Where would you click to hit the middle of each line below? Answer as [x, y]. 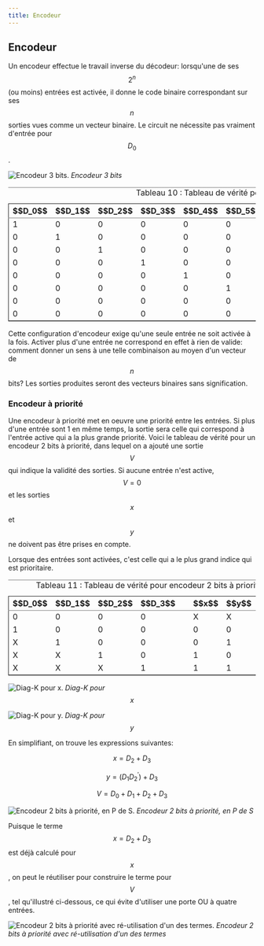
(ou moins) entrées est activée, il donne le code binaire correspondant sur [128, 92]
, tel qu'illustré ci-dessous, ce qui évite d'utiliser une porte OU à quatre [123, 902]
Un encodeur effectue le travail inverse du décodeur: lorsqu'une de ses [124, 66]
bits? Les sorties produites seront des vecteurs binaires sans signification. [128, 383]
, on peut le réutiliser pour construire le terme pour [90, 878]
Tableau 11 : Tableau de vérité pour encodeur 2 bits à [135, 586]
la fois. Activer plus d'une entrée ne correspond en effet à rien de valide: [126, 342]
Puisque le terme [35, 826]
